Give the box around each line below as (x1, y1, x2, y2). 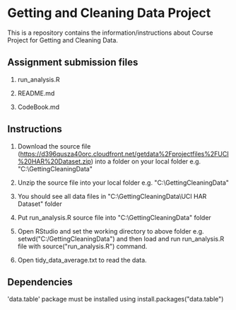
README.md (17, 88, 55, 97)
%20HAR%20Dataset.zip (17, 157, 92, 166)
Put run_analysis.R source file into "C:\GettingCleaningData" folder (17, 213, 212, 222)
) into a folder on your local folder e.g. (90, 157, 201, 166)
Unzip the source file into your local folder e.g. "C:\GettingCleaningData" (17, 178, 230, 187)
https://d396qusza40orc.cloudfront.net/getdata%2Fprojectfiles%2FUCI (20, 149, 229, 158)
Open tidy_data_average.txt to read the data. (17, 256, 147, 264)
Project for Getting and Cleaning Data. (7, 35, 119, 44)
